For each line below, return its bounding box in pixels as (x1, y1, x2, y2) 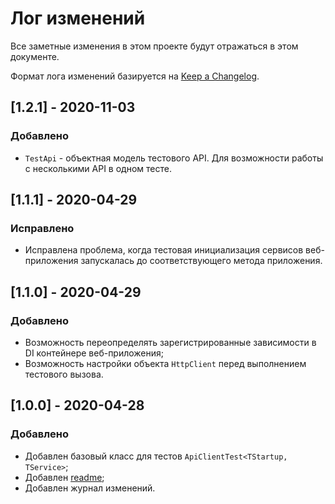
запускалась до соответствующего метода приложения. (80, 255, 323, 267)
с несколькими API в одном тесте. (24, 162, 172, 174)
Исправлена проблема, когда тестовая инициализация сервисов (24, 244, 304, 256)
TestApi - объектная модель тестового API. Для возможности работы (24, 152, 324, 164)
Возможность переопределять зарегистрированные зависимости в (24, 337, 317, 348)
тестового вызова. (24, 368, 104, 380)
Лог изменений (10, 7, 146, 30)
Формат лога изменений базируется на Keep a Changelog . (10, 70, 260, 82)
